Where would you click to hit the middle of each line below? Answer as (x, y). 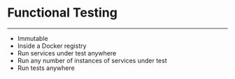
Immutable (33, 38)
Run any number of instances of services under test (92, 60)
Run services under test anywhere (67, 53)
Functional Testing (62, 13)
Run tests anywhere (46, 68)
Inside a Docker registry (52, 46)
